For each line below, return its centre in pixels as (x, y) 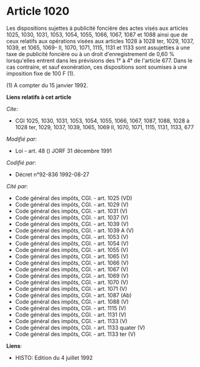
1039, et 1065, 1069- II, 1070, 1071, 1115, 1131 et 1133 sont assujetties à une (98, 48)
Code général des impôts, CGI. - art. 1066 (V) (72, 263)
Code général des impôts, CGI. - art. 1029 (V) (72, 204)
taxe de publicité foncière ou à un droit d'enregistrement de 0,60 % (91, 54)
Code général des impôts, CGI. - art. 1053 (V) (72, 237)
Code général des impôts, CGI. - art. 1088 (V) (72, 301)
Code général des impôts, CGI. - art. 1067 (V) (72, 269)
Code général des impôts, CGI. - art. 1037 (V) (72, 217)
